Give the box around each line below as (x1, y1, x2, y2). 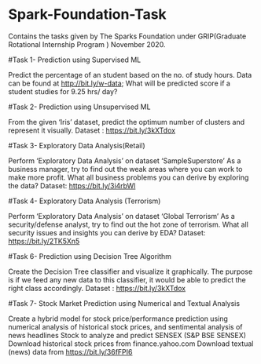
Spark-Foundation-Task (8, 5, 167, 24)
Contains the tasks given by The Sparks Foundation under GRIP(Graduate (8, 31, 247, 41)
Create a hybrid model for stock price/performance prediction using (8, 314, 228, 323)
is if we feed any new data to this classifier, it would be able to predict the (8, 275, 246, 284)
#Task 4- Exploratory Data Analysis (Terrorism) (8, 196, 161, 206)
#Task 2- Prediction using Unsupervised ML (8, 102, 151, 111)
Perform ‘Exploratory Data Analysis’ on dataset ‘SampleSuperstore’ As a (8, 155, 241, 166)
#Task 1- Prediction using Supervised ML (8, 55, 142, 64)
